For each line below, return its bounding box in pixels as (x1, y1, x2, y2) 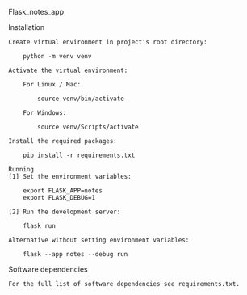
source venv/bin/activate (37, 95, 125, 103)
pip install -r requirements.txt (23, 151, 136, 159)
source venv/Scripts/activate (37, 123, 139, 131)
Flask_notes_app (8, 7, 65, 16)
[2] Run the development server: (8, 208, 121, 216)
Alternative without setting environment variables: (8, 236, 190, 244)
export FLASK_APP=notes (23, 187, 103, 195)
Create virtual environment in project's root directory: (8, 38, 207, 46)
